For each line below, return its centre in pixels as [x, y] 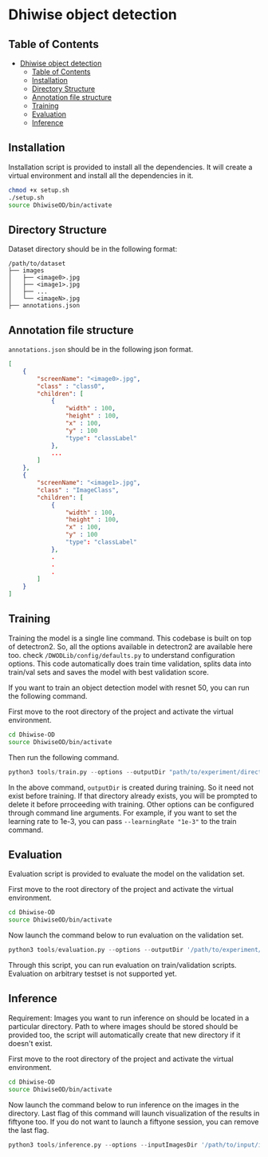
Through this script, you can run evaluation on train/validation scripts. [122, 965]
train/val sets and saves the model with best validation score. [108, 672]
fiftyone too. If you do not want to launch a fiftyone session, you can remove [134, 1121]
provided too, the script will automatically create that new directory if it [124, 1035]
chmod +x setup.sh [39, 190]
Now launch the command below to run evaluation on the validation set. [126, 935]
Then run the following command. [64, 757]
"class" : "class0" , [71, 386]
